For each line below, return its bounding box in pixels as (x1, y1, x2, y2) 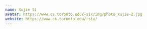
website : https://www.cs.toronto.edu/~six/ (5, 16, 98, 21)
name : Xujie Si (5, 7, 37, 12)
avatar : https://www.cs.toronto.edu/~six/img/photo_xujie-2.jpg (5, 12, 142, 17)
